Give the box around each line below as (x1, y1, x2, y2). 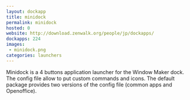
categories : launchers (6, 52, 62, 58)
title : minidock (6, 14, 46, 20)
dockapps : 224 (6, 36, 41, 42)
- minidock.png (8, 47, 46, 53)
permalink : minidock (6, 19, 57, 25)
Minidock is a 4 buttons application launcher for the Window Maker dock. (6, 68, 185, 75)
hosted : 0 (6, 25, 31, 31)
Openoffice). (6, 87, 37, 94)
